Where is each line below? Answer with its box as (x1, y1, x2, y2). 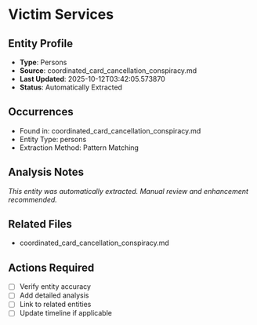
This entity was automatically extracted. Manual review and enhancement (8, 186, 249, 195)
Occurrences (8, 105, 74, 119)
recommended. (8, 195, 57, 204)
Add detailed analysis (19, 290, 89, 300)
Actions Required (8, 261, 95, 274)
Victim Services (8, 5, 114, 24)
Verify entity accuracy (19, 282, 92, 291)
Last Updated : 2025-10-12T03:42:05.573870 (19, 75, 166, 83)
